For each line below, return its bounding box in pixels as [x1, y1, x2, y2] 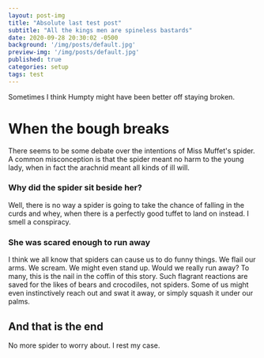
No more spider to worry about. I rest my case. [8, 341, 160, 350]
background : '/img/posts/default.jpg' [8, 41, 136, 49]
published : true [8, 56, 62, 64]
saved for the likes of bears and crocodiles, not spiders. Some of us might [8, 280, 249, 289]
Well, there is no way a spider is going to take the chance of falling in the [8, 200, 245, 209]
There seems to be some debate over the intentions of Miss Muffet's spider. [8, 145, 255, 155]
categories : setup [8, 63, 69, 71]
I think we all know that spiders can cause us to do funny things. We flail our [8, 254, 256, 265]
